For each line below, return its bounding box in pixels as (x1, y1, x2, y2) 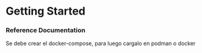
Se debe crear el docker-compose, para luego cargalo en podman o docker (5, 40, 196, 47)
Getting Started (5, 4, 86, 18)
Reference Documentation (5, 26, 86, 35)
